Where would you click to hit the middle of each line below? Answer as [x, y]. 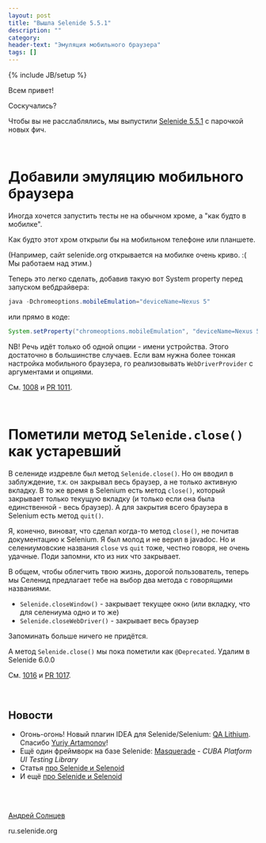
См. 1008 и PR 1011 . [40, 387]
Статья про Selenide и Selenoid [72, 768]
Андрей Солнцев [37, 816]
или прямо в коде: [39, 316]
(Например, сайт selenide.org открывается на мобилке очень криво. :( [127, 255]
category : [25, 38]
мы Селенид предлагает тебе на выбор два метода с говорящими [121, 580]
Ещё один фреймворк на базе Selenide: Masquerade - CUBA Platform [136, 751]
